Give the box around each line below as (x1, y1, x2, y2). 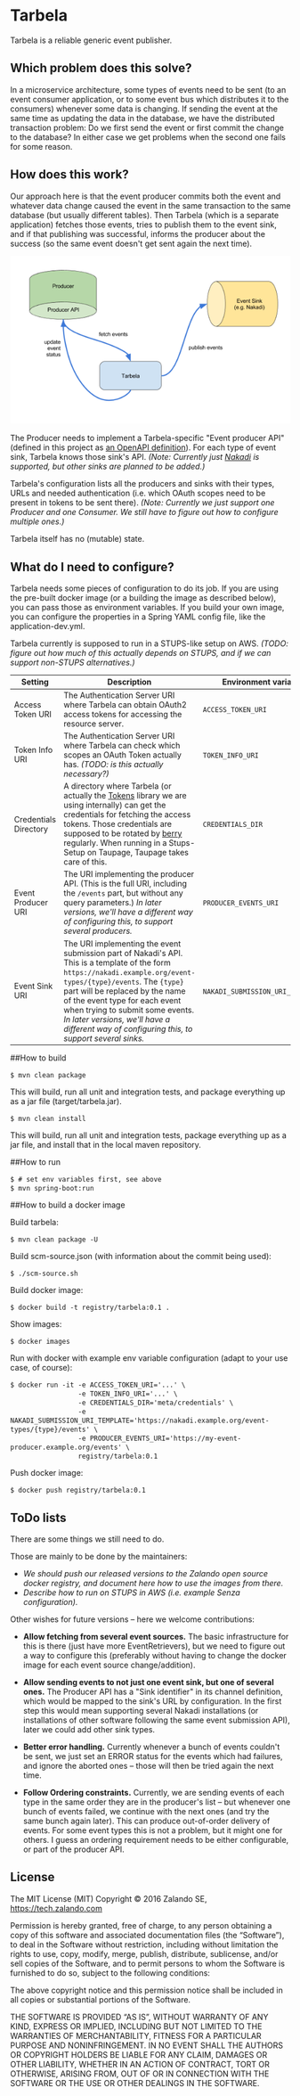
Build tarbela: (10, 1217, 59, 1228)
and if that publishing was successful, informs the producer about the (10, 228, 266, 239)
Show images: (10, 1319, 62, 1330)
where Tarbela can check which (63, 740, 181, 750)
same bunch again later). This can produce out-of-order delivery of (22, 1815, 271, 1826)
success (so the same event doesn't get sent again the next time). (10, 238, 253, 249)
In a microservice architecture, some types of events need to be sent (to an (10, 84, 287, 94)
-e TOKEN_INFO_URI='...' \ (77, 1389, 178, 1399)
